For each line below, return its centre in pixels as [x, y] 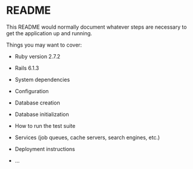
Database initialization [42, 114]
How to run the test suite [45, 125]
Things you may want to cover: [44, 45]
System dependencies [42, 79]
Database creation [38, 103]
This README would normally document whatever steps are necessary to [96, 27]
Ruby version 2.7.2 [38, 56]
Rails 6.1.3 [27, 68]
